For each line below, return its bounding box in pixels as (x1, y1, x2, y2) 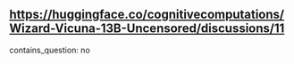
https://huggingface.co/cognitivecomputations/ (9, 7, 284, 22)
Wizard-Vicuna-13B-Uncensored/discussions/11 (9, 21, 285, 36)
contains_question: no (9, 44, 91, 55)
